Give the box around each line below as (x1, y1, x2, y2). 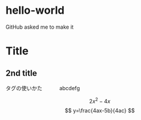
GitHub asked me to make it (5, 23, 74, 30)
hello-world (5, 4, 65, 17)
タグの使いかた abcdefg (5, 84, 80, 91)
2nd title (5, 68, 37, 78)
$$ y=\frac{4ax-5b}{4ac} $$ (65, 107, 135, 114)
